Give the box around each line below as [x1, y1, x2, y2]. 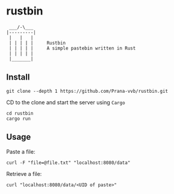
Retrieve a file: [6, 170, 42, 177]
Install [6, 72, 30, 83]
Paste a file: [6, 148, 36, 155]
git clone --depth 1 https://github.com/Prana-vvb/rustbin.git [6, 88, 169, 94]
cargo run [6, 116, 31, 122]
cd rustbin [6, 110, 34, 116]
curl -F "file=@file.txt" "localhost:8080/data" [6, 160, 131, 166]
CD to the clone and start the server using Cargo [6, 98, 125, 106]
